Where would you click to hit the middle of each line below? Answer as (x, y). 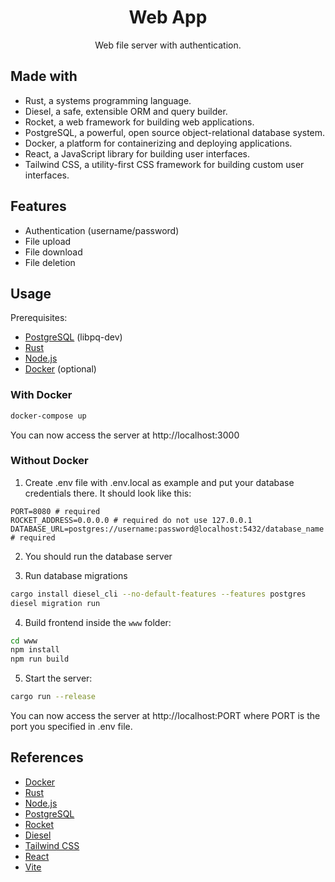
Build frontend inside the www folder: (98, 622)
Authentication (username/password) (102, 230)
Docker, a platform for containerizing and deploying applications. (158, 143)
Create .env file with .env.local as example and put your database (159, 482)
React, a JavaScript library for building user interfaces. (137, 153)
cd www (24, 641)
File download (53, 252)
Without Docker (49, 461)
